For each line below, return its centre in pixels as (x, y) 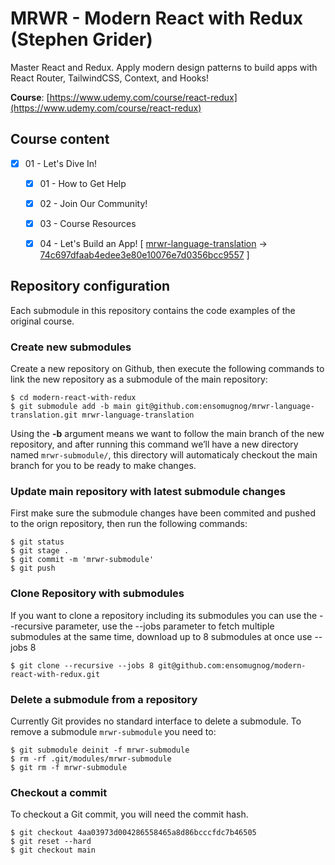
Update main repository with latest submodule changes (148, 492)
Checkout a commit (59, 792)
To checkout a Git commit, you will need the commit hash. (129, 814)
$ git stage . (40, 551)
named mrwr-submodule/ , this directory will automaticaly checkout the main (164, 455)
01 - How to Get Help (83, 183)
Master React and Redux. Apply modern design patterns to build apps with (164, 67)
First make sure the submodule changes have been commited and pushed (163, 513)
